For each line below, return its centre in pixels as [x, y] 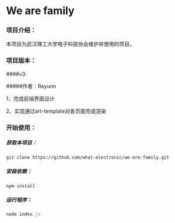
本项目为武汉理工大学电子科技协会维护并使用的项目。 [70, 44]
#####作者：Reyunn [31, 86]
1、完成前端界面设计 [30, 99]
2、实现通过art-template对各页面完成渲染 [56, 111]
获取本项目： [21, 143]
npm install [21, 186]
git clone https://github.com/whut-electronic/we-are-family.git [87, 157]
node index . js [23, 214]
